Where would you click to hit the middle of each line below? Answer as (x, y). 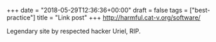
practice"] (21, 17)
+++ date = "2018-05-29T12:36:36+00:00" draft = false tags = (97, 10)
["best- (200, 10)
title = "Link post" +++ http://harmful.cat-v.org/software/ (119, 17)
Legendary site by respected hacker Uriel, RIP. (74, 31)
